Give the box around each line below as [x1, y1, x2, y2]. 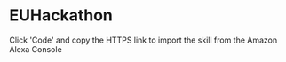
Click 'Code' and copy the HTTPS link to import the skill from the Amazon [9, 35, 278, 45]
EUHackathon [9, 5, 114, 26]
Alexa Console [9, 43, 62, 54]
